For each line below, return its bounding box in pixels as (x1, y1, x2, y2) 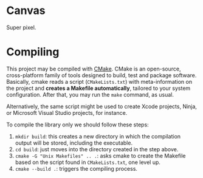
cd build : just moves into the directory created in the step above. (15, 145, 179, 152)
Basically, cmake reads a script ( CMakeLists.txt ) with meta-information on (6, 78, 193, 85)
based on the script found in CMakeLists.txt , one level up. (15, 159, 161, 166)
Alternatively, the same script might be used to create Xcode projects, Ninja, (6, 103, 198, 110)
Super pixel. (6, 24, 36, 31)
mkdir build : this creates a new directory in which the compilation (15, 132, 181, 140)
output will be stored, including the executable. (15, 139, 132, 146)
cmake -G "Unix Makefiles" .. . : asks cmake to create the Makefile (15, 152, 187, 159)
